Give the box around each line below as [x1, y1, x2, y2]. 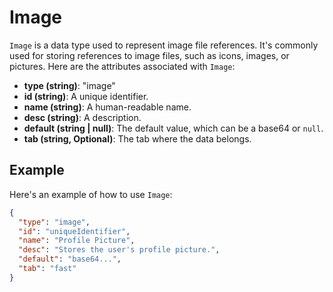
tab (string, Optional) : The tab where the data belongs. [23, 132, 252, 145]
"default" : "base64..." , [18, 254, 122, 265]
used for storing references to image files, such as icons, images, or [9, 49, 290, 61]
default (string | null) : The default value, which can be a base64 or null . [23, 122, 324, 134]
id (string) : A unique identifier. [23, 90, 149, 102]
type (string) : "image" [23, 79, 116, 91]
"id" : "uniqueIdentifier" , [18, 226, 131, 236]
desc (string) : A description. [23, 111, 142, 123]
